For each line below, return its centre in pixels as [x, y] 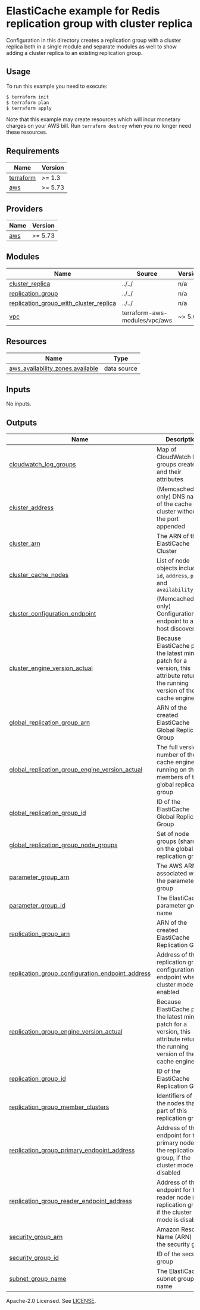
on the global [175, 849]
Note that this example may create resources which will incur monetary [93, 119]
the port [168, 519]
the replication [177, 1151]
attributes [170, 479]
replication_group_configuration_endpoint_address [80, 973]
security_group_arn [36, 1237]
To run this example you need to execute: [57, 86]
